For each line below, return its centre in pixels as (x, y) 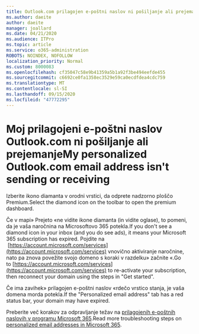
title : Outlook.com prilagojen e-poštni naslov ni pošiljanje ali (90, 12)
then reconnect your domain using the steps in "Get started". (81, 277)
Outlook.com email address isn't (88, 167)
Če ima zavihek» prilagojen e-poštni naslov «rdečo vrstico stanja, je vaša (95, 288)
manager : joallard (29, 28)
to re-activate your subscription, (147, 270)
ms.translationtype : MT (36, 83)
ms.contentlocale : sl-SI (37, 89)
